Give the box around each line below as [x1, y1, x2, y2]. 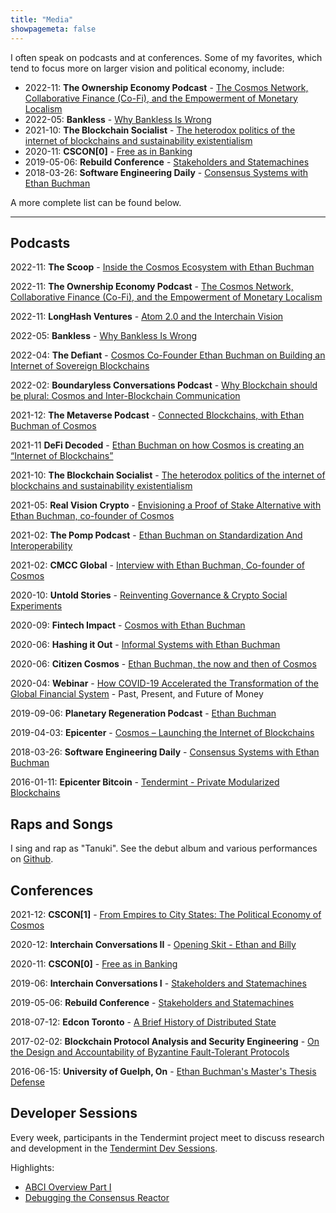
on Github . [10, 853, 54, 865]
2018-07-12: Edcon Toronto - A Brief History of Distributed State [10, 1016, 277, 1028]
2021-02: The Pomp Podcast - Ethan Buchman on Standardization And [10, 529, 303, 541]
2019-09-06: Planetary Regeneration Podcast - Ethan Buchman [10, 707, 277, 720]
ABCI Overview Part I [24, 1181, 112, 1193]
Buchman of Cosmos [10, 420, 97, 432]
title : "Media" [10, 14, 74, 25]
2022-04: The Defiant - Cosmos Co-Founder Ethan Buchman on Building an [10, 349, 326, 361]
